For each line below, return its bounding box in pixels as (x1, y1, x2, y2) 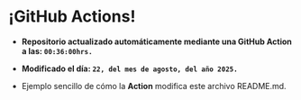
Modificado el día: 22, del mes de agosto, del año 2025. (21, 63, 238, 74)
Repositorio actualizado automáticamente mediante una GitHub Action (21, 36, 292, 47)
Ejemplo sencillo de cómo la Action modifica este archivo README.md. (21, 80, 287, 91)
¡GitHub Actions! (8, 6, 136, 27)
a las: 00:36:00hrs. (21, 45, 93, 56)
